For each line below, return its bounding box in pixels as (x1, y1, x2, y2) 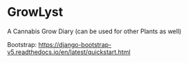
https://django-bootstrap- (38, 40, 112, 48)
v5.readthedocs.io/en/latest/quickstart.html (7, 48, 131, 56)
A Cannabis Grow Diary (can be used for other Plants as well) (7, 27, 182, 35)
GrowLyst (7, 4, 64, 20)
